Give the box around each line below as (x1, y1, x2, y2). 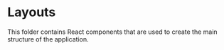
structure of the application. (7, 35, 89, 43)
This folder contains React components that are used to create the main (7, 27, 218, 36)
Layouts (7, 4, 56, 20)
